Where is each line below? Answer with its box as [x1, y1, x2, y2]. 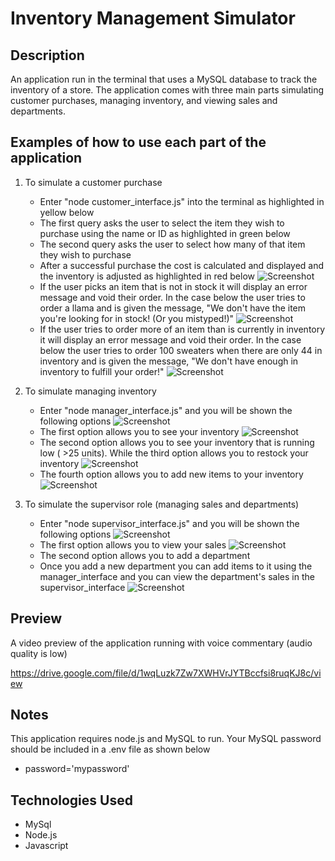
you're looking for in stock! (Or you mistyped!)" [39, 312, 235, 324]
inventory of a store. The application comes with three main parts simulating [10, 84, 325, 96]
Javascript [24, 840, 69, 852]
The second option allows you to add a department [39, 549, 251, 561]
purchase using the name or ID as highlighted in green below [39, 227, 291, 239]
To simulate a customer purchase [24, 176, 163, 188]
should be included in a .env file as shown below [10, 743, 211, 756]
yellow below [39, 206, 95, 218]
